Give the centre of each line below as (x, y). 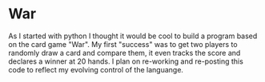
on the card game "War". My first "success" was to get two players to (123, 44)
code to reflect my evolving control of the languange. (96, 69)
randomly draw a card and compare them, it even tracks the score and (124, 53)
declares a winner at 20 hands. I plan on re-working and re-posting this (126, 61)
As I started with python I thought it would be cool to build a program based (133, 36)
